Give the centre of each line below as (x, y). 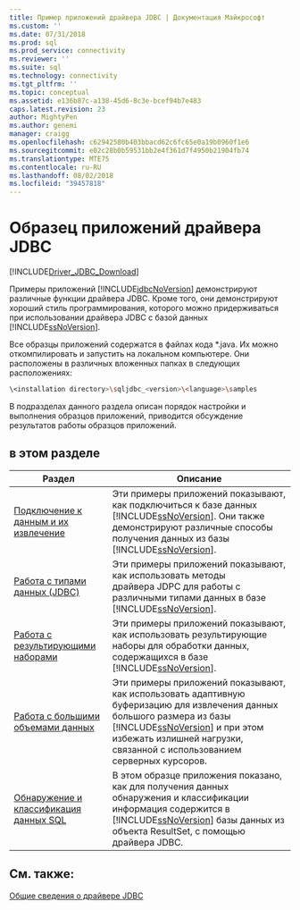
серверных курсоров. (160, 761)
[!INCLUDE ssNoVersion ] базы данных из (198, 820)
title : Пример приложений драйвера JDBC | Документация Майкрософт (137, 17)
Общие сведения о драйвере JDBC (76, 896)
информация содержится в (171, 808)
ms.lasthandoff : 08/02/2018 (62, 175)
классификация (48, 808)
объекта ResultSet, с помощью (179, 830)
